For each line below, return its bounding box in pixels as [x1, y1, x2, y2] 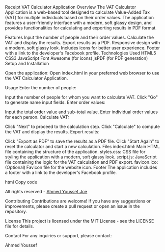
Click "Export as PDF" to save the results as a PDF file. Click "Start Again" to [5, 138, 160, 144]
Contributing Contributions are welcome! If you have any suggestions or [5, 198, 151, 204]
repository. [5, 208, 27, 214]
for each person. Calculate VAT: [5, 114, 70, 120]
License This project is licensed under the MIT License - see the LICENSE [5, 218, 154, 224]
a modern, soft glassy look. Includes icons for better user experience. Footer [5, 45, 160, 50]
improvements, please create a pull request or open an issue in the [5, 203, 140, 209]
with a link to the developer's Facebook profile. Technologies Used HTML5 [5, 50, 156, 56]
